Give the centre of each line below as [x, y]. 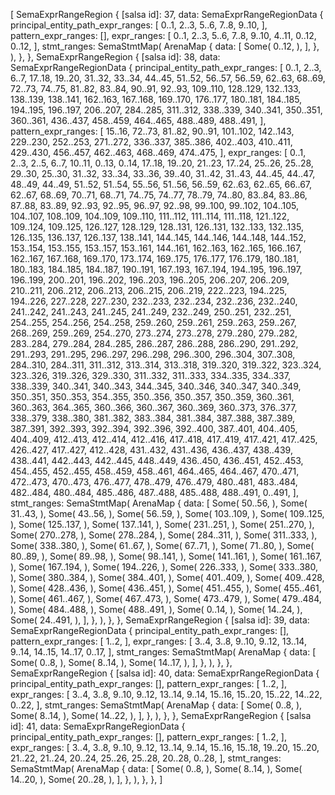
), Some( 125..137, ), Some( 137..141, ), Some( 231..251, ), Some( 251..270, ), [162, 524]
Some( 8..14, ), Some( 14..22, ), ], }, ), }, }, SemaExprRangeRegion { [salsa [161, 715]
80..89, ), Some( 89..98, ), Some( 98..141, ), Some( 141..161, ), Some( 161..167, [166, 556]
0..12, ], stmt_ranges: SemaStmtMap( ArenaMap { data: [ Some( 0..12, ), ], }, [165, 46]
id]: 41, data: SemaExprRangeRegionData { [98, 726]
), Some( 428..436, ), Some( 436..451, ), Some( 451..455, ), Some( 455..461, [166, 588]
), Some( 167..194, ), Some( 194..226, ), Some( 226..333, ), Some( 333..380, [164, 567]
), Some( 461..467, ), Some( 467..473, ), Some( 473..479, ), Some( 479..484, [166, 598]
